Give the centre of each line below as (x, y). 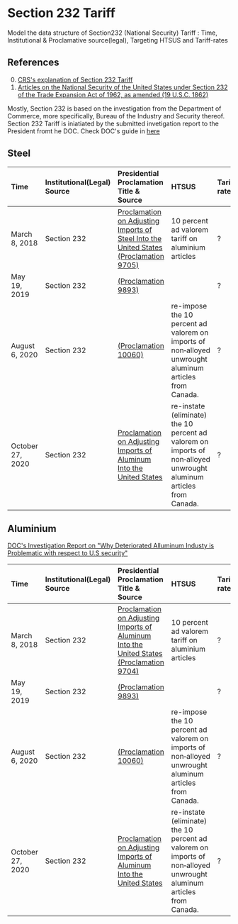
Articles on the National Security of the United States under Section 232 (123, 87)
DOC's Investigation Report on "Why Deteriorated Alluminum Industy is (111, 546)
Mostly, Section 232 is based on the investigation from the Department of (114, 108)
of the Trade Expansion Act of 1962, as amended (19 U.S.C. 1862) (113, 94)
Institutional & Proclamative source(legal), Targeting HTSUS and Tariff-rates (118, 40)
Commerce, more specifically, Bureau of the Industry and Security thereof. (116, 116)
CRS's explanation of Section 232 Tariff (75, 79)
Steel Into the (140, 238)
